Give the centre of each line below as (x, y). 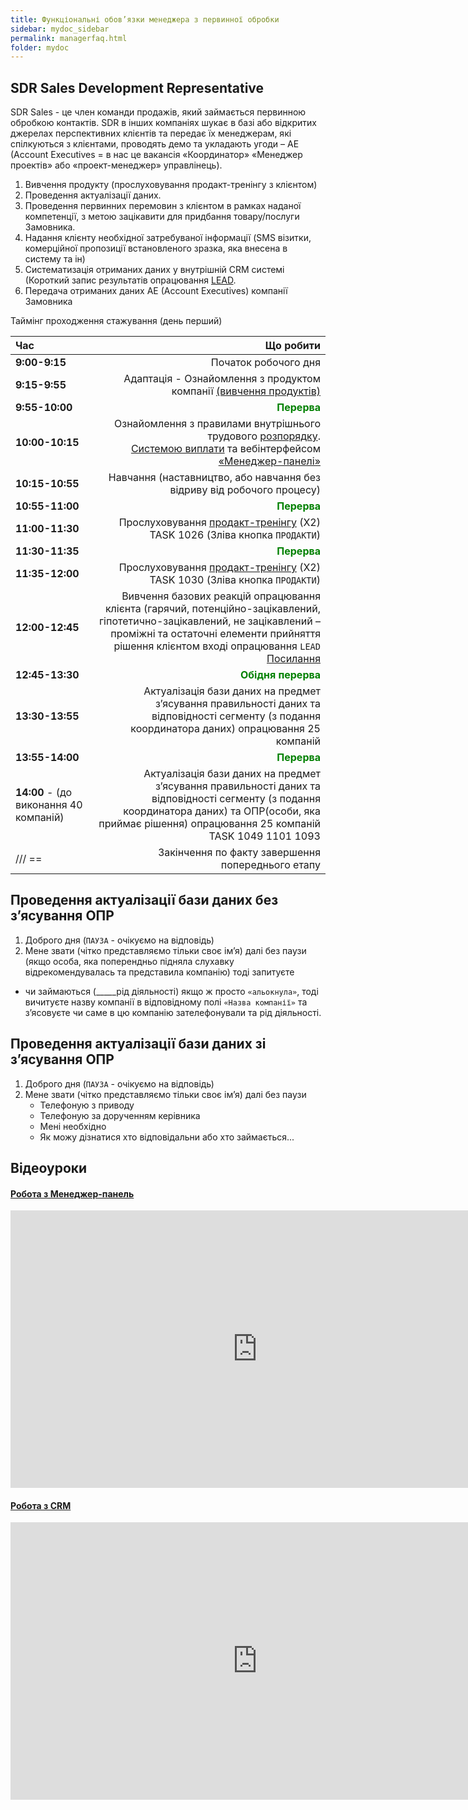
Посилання (293, 659)
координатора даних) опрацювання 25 (225, 729)
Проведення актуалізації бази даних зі (138, 1044)
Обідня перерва (280, 675)
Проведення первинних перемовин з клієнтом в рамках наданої (163, 206)
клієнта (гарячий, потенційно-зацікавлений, (212, 609)
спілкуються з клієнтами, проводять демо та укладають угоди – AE (155, 144)
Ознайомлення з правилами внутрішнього (217, 424)
